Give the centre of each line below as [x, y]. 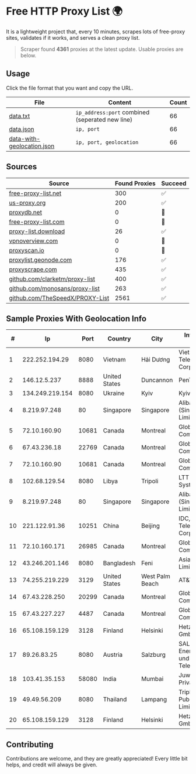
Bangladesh [119, 563]
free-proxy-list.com [37, 221]
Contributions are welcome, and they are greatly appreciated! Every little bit [97, 759]
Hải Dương [155, 360]
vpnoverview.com [34, 241]
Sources [22, 167]
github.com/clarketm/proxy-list [52, 279]
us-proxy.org [27, 203]
